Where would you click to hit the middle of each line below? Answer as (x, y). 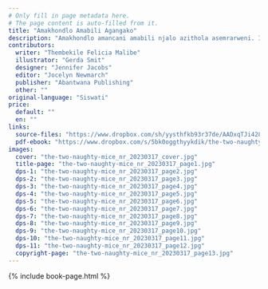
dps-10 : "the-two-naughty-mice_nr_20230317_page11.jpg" (110, 239)
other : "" (32, 90)
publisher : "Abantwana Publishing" (75, 82)
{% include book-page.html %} (59, 275)
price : (19, 105)
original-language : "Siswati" (59, 97)
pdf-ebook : (33, 142)
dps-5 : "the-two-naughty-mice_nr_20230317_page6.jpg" (106, 201)
